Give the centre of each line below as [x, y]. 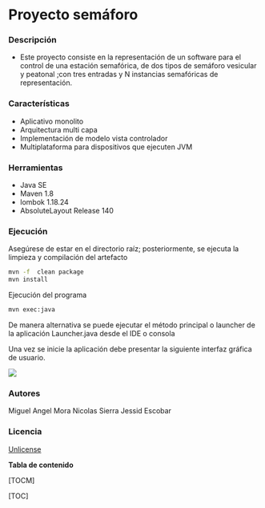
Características [39, 104]
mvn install [28, 280]
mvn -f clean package [46, 272]
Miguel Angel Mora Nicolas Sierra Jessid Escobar [90, 411]
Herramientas [36, 168]
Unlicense [25, 449]
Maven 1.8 [37, 193]
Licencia [25, 432]
